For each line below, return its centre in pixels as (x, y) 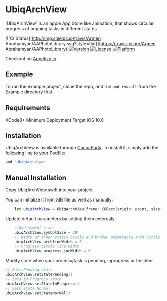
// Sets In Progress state (33, 279)
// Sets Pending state (29, 270)
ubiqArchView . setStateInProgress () (42, 284)
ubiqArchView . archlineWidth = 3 (48, 242)
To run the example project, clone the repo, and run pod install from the (81, 86)
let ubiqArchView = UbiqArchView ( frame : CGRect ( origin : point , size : (89, 209)
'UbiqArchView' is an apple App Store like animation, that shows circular (80, 23)
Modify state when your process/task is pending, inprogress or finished (79, 261)
